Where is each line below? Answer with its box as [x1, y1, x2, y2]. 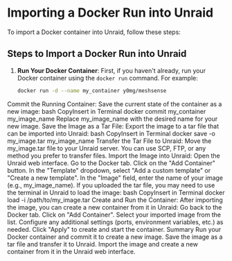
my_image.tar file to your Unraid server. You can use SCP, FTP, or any [7, 144, 206, 152]
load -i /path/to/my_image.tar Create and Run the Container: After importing [7, 196, 223, 204]
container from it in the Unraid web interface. [7, 247, 136, 255]
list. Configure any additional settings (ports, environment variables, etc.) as [7, 217, 224, 226]
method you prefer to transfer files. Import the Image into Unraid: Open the [7, 151, 220, 160]
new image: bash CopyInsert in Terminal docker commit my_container [7, 107, 206, 115]
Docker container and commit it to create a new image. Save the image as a [7, 233, 223, 241]
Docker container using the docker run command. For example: [17, 74, 199, 82]
